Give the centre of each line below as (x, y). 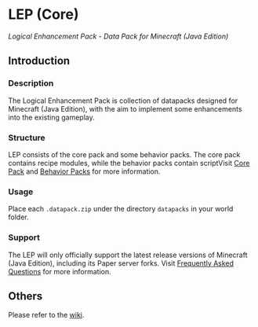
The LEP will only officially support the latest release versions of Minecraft (128, 255)
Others (25, 296)
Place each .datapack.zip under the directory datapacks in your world (121, 209)
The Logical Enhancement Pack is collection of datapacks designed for (123, 101)
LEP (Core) (44, 15)
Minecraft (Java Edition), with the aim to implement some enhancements (125, 108)
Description (31, 83)
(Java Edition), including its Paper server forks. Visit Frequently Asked (121, 263)
